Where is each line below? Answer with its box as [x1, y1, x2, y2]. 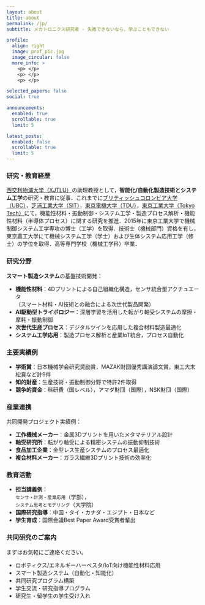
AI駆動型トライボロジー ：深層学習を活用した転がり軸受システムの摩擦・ [15, 308, 198, 316]
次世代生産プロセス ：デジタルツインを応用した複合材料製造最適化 [15, 323, 182, 331]
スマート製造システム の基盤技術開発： [6, 272, 103, 280]
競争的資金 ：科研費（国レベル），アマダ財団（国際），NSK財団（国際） [15, 386, 193, 393]
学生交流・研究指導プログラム [15, 584, 91, 592]
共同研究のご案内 [6, 533, 57, 542]
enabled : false [12, 139, 51, 145]
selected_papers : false [6, 88, 67, 94]
